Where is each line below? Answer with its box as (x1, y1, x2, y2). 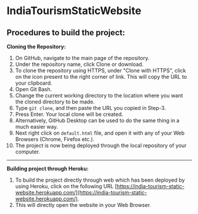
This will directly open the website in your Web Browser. (15, 202, 152, 208)
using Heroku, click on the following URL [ (15, 183, 117, 189)
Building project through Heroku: (6, 165, 89, 172)
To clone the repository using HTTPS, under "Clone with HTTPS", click (15, 67, 186, 74)
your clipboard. (15, 79, 52, 86)
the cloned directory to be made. (15, 98, 95, 105)
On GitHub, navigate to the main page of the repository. (15, 55, 150, 61)
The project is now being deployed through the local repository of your (15, 142, 187, 149)
